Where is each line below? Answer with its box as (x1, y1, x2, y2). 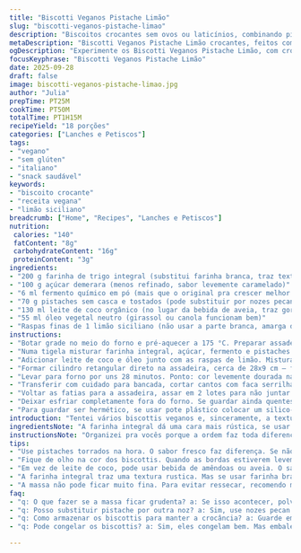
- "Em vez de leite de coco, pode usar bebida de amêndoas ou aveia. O (9, 464, 282, 473)
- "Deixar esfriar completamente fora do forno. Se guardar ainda (9, 397, 262, 407)
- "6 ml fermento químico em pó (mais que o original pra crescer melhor (9, 288, 291, 297)
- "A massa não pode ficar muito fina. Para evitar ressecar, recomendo (9, 480, 287, 489)
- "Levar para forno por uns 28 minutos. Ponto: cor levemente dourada (9, 372, 282, 382)
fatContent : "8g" (13, 239, 78, 248)
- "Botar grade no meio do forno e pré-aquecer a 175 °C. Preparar (9, 338, 267, 347)
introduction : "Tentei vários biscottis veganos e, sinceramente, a (9, 414, 271, 423)
